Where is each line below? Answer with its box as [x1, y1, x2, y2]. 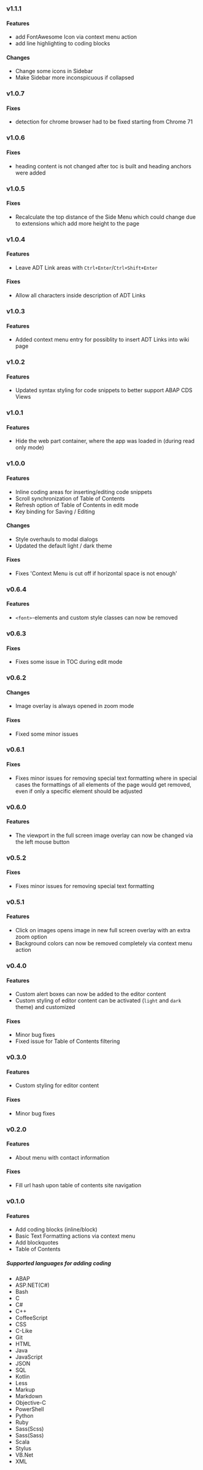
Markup [15, 1386, 36, 1393]
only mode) [15, 444, 45, 451]
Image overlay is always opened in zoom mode [15, 702, 134, 710]
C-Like [15, 1327, 33, 1335]
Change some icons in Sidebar [15, 68, 93, 75]
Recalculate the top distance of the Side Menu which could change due [15, 213, 196, 221]
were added [15, 169, 46, 176]
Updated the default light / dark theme [15, 542, 112, 549]
